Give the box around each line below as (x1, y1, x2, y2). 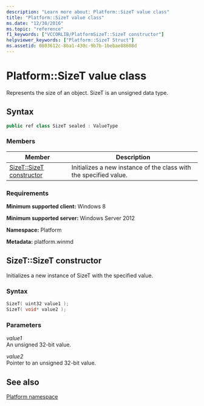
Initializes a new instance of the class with (71, 163, 191, 171)
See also (6, 377, 39, 387)
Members (6, 137, 35, 146)
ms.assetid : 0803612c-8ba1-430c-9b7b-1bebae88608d (6, 43, 137, 49)
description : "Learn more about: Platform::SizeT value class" (6, 9, 170, 15)
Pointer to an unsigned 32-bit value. (6, 359, 97, 366)
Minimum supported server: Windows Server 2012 (6, 215, 135, 222)
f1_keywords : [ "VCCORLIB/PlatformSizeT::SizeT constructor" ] (6, 32, 165, 38)
